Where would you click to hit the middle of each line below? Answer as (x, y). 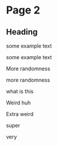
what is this (20, 91)
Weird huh (18, 103)
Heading (22, 32)
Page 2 (23, 10)
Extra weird (20, 114)
